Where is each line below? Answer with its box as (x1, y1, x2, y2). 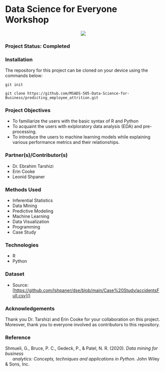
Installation (5, 56, 33, 63)
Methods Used (5, 186, 41, 193)
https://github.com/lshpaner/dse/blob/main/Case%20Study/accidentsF (14, 287, 160, 293)
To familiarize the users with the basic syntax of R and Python (12, 118, 139, 124)
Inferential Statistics (12, 198, 53, 204)
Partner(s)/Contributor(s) (5, 152, 68, 159)
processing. (12, 128, 37, 135)
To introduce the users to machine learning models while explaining (12, 134, 151, 140)
